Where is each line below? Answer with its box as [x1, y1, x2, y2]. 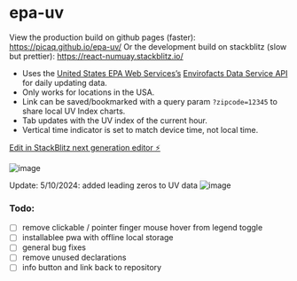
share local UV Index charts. [21, 105, 126, 116]
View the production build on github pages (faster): [9, 32, 197, 43]
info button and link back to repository [21, 262, 162, 273]
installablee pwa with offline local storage [21, 232, 175, 243]
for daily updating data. [21, 77, 108, 88]
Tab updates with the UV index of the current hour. [21, 114, 208, 126]
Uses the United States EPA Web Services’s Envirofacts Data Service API [21, 67, 288, 78]
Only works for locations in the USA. [21, 87, 155, 98]
